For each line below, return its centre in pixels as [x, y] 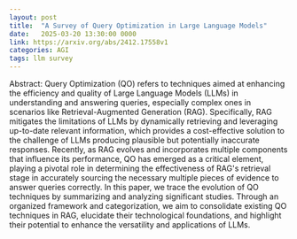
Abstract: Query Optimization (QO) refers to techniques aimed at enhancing [147, 84]
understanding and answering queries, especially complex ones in [130, 102]
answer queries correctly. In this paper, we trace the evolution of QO [134, 187]
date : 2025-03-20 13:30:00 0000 [73, 34]
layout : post [33, 17]
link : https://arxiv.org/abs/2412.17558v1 [89, 42]
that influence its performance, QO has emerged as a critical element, [137, 159]
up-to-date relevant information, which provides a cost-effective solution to [147, 131]
